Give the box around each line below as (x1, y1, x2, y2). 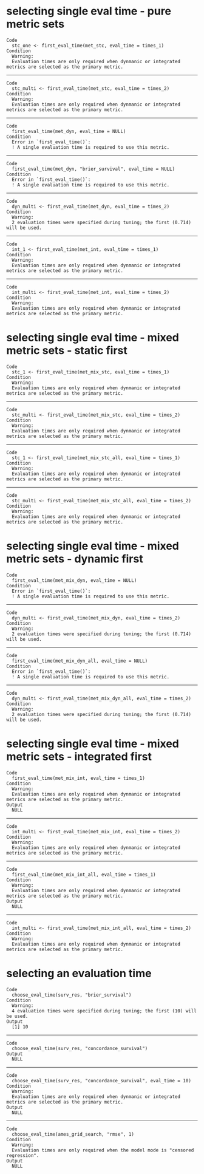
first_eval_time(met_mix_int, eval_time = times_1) (12, 775, 146, 781)
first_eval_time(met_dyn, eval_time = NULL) (12, 128, 126, 134)
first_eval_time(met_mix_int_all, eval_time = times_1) (12, 872, 156, 878)
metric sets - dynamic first (6, 552, 144, 566)
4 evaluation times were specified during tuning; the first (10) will (12, 1008, 197, 1014)
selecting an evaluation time (6, 966, 152, 980)
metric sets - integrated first (6, 750, 152, 763)
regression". (6, 1152, 39, 1158)
